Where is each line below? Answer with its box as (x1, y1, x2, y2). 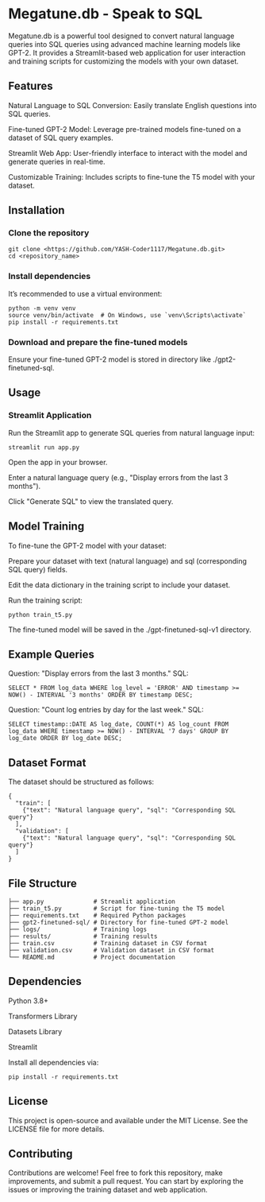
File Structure (8, 876, 77, 890)
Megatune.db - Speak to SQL (8, 5, 203, 23)
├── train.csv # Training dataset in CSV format (8, 939, 208, 947)
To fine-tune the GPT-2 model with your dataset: (8, 541, 167, 550)
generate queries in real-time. (8, 157, 106, 166)
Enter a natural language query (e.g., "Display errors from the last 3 (8, 472, 229, 482)
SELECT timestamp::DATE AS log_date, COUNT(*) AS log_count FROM (8, 720, 229, 728)
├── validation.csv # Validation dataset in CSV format (8, 946, 215, 954)
